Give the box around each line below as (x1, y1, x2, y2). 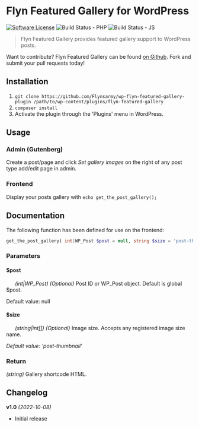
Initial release (14, 415, 47, 422)
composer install (14, 105, 58, 111)
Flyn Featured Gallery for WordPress (6, 4, 190, 18)
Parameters (6, 252, 40, 260)
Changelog (6, 388, 48, 398)
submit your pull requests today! (6, 59, 85, 67)
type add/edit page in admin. (6, 165, 77, 172)
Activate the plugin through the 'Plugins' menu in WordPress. (14, 110, 164, 117)
